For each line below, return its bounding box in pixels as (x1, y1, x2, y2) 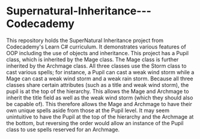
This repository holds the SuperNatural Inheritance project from (6, 37, 164, 44)
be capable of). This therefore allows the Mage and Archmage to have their (6, 100, 192, 107)
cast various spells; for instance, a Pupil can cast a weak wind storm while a (6, 68, 195, 75)
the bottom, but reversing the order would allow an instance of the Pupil (6, 119, 184, 126)
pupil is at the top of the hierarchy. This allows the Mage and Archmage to (6, 87, 189, 95)
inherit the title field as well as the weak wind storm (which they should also (6, 94, 193, 101)
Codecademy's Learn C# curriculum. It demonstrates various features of (6, 43, 186, 50)
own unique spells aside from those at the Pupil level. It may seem (6, 107, 170, 114)
